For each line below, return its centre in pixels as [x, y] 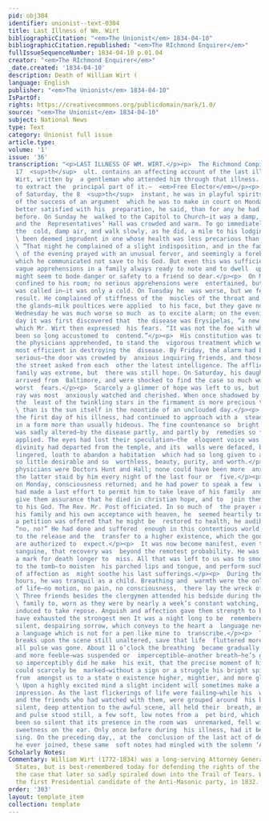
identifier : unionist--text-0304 [64, 23]
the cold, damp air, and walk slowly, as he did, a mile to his [127, 232]
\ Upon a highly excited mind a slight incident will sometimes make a [138, 685]
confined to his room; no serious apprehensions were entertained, [132, 284]
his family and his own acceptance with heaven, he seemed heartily [134, 514]
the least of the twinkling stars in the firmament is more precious [136, 402]
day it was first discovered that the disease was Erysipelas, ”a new [138, 321]
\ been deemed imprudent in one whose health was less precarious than [138, 239]
